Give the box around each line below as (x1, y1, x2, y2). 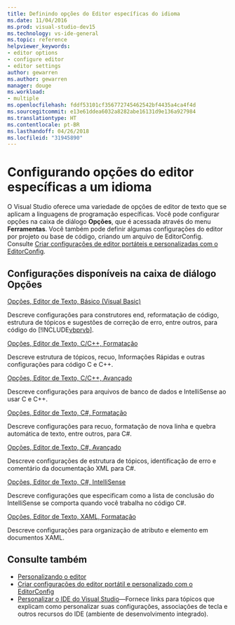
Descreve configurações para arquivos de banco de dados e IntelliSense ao (7, 387, 227, 396)
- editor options (7, 50, 58, 57)
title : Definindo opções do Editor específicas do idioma (7, 10, 180, 18)
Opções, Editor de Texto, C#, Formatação (7, 408, 128, 417)
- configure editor (7, 56, 65, 63)
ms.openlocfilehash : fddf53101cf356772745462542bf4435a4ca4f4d (7, 102, 196, 109)
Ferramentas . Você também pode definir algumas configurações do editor (7, 225, 223, 234)
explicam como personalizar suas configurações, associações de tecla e (17, 602, 228, 610)
